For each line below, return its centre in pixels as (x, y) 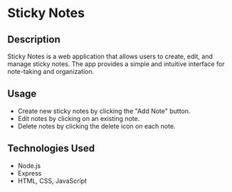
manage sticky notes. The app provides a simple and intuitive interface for (116, 64)
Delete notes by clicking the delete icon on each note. (96, 126)
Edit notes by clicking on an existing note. (79, 118)
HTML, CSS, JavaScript (52, 181)
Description (34, 39)
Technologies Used (51, 148)
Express (30, 173)
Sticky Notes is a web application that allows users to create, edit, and (110, 56)
